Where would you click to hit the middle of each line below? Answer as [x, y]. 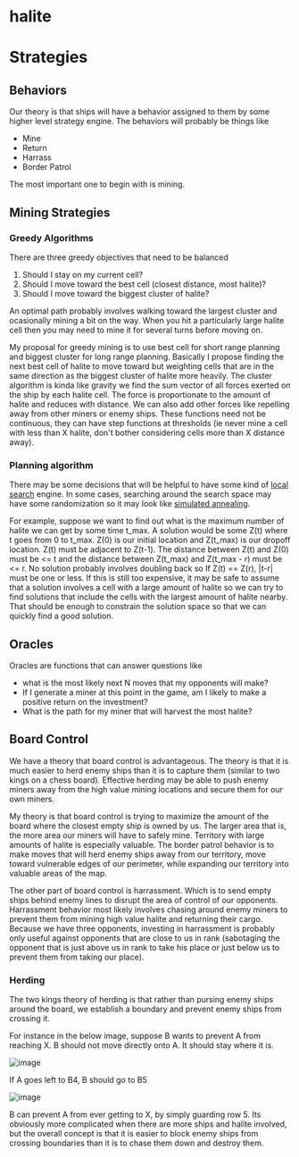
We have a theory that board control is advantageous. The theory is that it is [149, 760]
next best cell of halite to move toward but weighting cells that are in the [142, 366]
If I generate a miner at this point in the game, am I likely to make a [144, 692]
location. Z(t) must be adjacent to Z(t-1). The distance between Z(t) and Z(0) [149, 549]
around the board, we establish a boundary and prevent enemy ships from [146, 1009]
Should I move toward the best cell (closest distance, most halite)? [144, 284]
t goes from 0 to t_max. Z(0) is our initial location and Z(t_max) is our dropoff [150, 540]
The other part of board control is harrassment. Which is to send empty [141, 890]
